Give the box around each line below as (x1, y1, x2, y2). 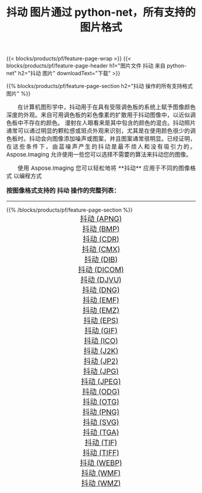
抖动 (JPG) (83, 366, 119, 376)
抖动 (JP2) (84, 356, 118, 366)
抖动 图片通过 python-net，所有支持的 (6, 5, 196, 19)
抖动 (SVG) (82, 417, 120, 427)
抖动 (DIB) (84, 254, 118, 264)
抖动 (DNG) (82, 285, 120, 295)
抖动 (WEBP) (80, 458, 122, 468)
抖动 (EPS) (83, 316, 119, 325)
